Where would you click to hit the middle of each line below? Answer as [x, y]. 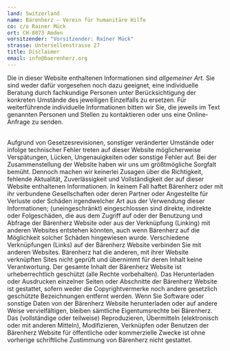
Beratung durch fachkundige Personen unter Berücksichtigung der [102, 92]
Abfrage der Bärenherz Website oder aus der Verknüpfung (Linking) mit [109, 223]
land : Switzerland [33, 13]
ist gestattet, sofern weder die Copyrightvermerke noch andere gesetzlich [112, 288]
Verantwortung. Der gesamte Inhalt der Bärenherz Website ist [94, 266]
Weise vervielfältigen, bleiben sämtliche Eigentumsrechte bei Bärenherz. [110, 310]
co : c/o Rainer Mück [37, 26]
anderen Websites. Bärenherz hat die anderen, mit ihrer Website [98, 252]
